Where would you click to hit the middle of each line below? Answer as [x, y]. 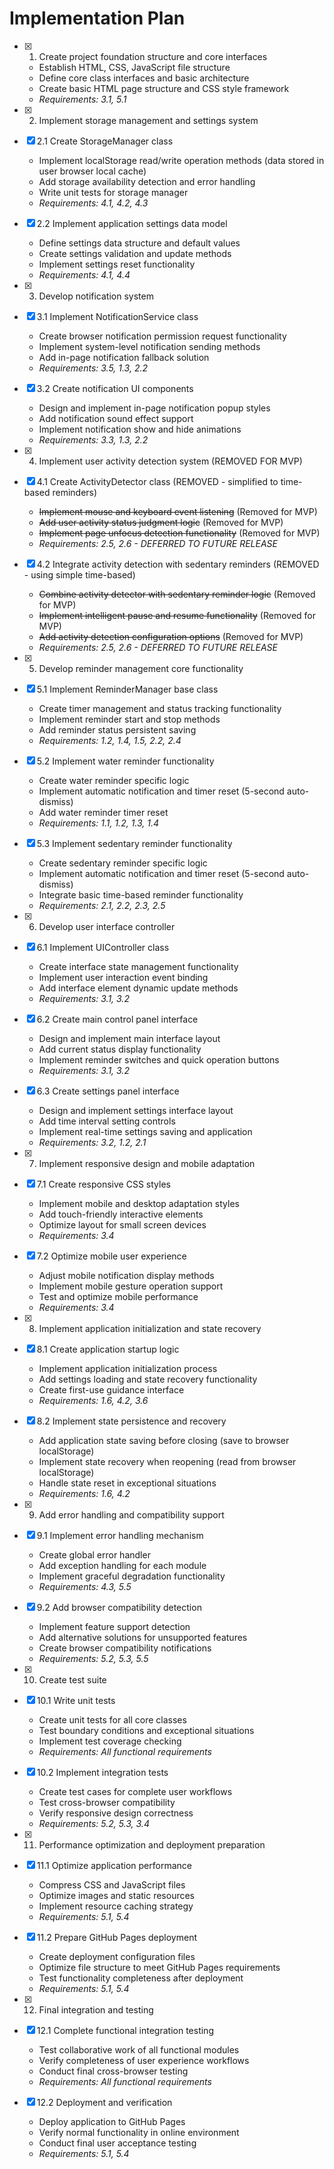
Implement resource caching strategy [116, 1906]
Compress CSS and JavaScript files [112, 1884]
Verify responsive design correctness [116, 1813]
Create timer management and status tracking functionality [160, 708]
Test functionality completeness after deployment [141, 1978]
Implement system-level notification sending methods [149, 346]
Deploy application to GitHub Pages [112, 2121]
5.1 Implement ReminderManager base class [127, 689]
